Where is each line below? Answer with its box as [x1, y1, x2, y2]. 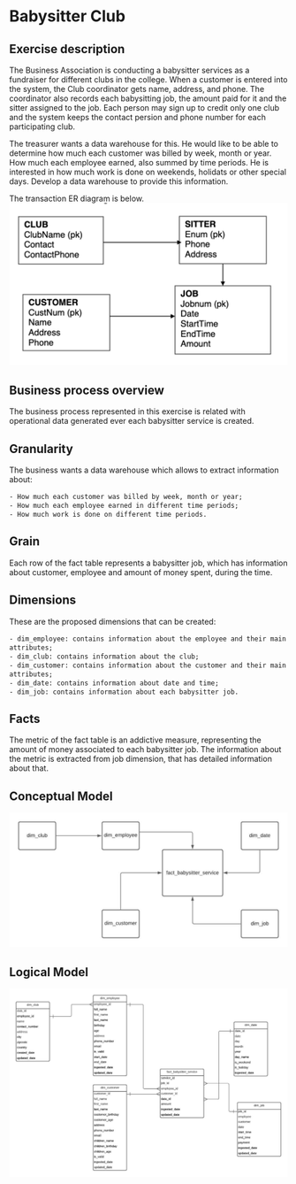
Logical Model [9, 965, 89, 980]
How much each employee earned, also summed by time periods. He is [9, 158, 269, 167]
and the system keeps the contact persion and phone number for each [9, 112, 267, 122]
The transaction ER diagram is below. [9, 193, 144, 204]
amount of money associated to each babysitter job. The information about [9, 744, 282, 755]
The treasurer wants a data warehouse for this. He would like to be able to [9, 139, 278, 149]
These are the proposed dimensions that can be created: [9, 616, 216, 627]
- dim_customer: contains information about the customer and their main [9, 661, 287, 670]
